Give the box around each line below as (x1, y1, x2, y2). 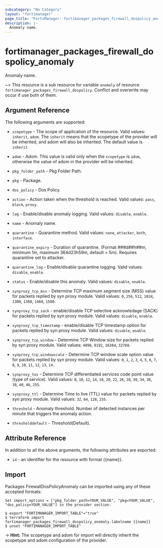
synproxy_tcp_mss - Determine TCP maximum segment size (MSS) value (12, 288, 156, 294)
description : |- (5, 20, 38, 26)
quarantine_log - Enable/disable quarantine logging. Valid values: (12, 264, 143, 270)
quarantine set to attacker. (12, 255, 65, 260)
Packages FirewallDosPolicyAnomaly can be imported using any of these (5, 483, 151, 489)
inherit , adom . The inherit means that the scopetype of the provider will (12, 134, 158, 139)
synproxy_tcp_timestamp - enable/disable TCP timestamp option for (12, 322, 147, 328)
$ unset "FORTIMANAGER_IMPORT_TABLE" (5, 523, 81, 529)
